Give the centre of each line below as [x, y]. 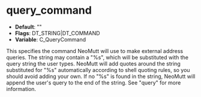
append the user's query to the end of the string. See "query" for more [94, 82]
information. [21, 89]
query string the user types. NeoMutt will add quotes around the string [94, 64]
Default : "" [28, 27]
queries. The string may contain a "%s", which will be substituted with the [97, 57]
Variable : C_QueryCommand [50, 39]
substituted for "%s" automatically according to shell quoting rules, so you [98, 70]
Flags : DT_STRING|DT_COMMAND [57, 33]
